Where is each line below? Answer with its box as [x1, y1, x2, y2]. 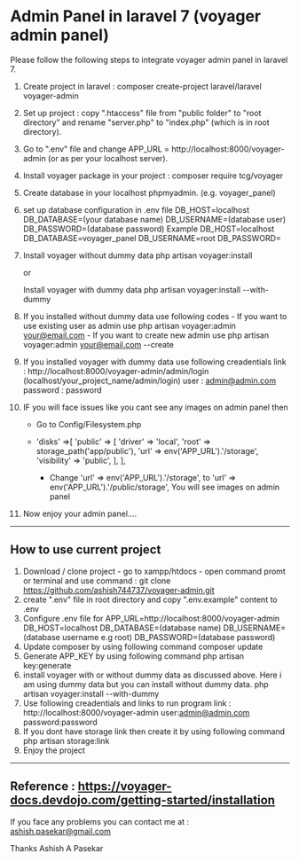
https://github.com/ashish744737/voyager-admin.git [22, 584, 216, 595]
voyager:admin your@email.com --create [22, 339, 174, 349]
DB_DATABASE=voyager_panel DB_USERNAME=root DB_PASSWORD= [22, 232, 282, 243]
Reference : [10, 779, 75, 794]
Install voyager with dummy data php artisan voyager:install [22, 284, 241, 294]
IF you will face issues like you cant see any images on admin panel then [22, 402, 289, 412]
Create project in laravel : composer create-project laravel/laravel [22, 81, 263, 91]
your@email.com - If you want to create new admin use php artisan [22, 330, 270, 340]
